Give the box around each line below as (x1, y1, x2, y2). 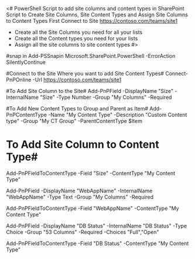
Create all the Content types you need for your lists (14, 35, 138, 42)
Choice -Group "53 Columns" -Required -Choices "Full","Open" (6, 228, 159, 236)
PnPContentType (6, 111, 47, 118)
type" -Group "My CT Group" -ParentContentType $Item (6, 118, 142, 125)
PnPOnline (6, 76, 32, 83)
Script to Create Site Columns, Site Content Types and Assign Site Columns (6, 11, 189, 18)
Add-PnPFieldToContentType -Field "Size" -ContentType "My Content (6, 170, 176, 177)
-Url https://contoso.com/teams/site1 (32, 76, 122, 83)
